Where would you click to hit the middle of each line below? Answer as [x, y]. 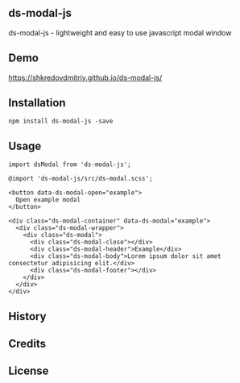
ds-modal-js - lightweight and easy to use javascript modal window [120, 32]
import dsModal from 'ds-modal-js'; [70, 164]
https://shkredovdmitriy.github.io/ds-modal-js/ [85, 77]
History [27, 316]
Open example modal [48, 200]
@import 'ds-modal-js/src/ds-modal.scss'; [81, 179]
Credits [27, 344]
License [29, 371]
